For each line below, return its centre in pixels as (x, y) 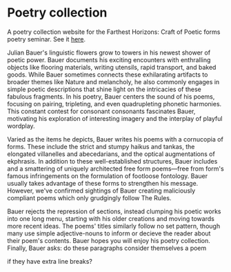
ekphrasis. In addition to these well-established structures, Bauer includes (112, 161)
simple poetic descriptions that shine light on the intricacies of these (104, 89)
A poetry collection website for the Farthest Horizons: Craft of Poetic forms (114, 32)
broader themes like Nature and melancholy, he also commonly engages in (113, 81)
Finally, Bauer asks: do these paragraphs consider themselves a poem (107, 248)
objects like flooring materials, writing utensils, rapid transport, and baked (112, 67)
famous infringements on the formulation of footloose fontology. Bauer (108, 176)
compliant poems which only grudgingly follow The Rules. (89, 197)
